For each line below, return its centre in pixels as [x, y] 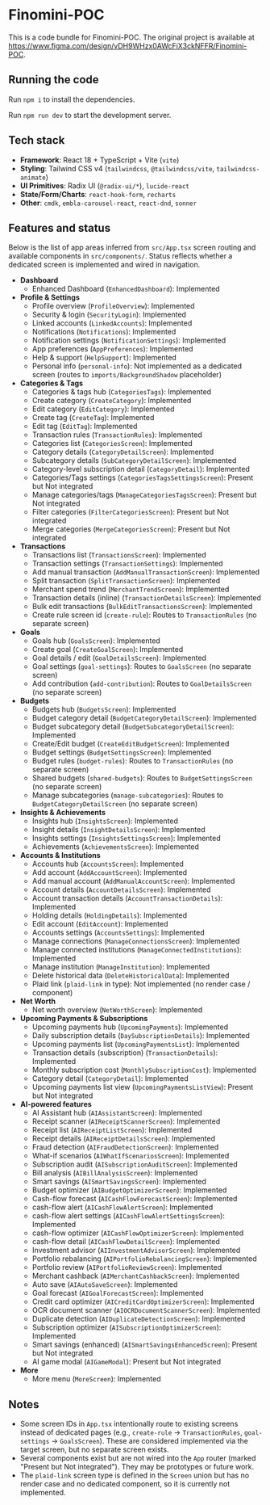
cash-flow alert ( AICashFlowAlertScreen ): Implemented [123, 1207]
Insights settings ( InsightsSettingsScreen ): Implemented [127, 839]
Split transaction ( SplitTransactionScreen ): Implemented [126, 581]
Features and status [60, 228]
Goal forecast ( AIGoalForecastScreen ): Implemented [118, 1293]
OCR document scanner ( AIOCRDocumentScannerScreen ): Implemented [146, 1310]
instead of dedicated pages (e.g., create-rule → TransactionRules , [131, 1432]
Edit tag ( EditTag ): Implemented [85, 427]
